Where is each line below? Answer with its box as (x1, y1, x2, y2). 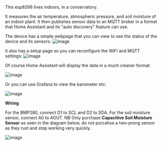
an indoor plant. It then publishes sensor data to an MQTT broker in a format (5, 19, 158, 24)
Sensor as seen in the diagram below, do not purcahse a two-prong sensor (5, 120, 155, 126)
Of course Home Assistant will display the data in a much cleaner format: (5, 63, 151, 68)
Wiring (5, 100, 19, 106)
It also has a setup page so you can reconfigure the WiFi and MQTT (5, 48, 140, 54)
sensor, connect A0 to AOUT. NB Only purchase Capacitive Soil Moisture (5, 115, 152, 121)
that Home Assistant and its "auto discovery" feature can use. (5, 24, 129, 30)
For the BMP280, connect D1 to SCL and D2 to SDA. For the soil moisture (5, 109, 150, 115)
